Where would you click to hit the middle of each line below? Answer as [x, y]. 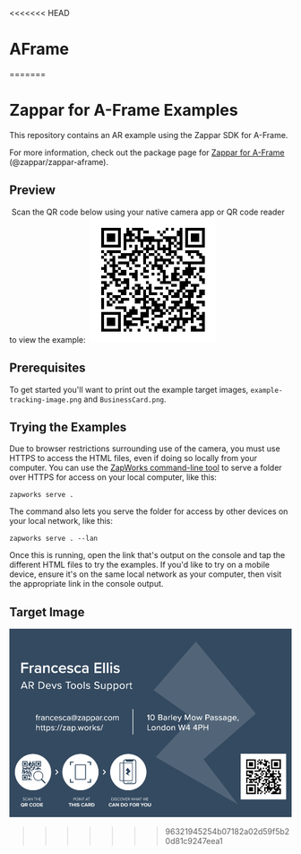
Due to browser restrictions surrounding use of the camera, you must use [145, 449]
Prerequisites [47, 368]
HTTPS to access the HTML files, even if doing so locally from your [133, 458]
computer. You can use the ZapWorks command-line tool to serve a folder [146, 468]
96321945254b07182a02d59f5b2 [228, 831]
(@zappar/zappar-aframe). [59, 161]
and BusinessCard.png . [125, 399]
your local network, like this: [61, 521]
